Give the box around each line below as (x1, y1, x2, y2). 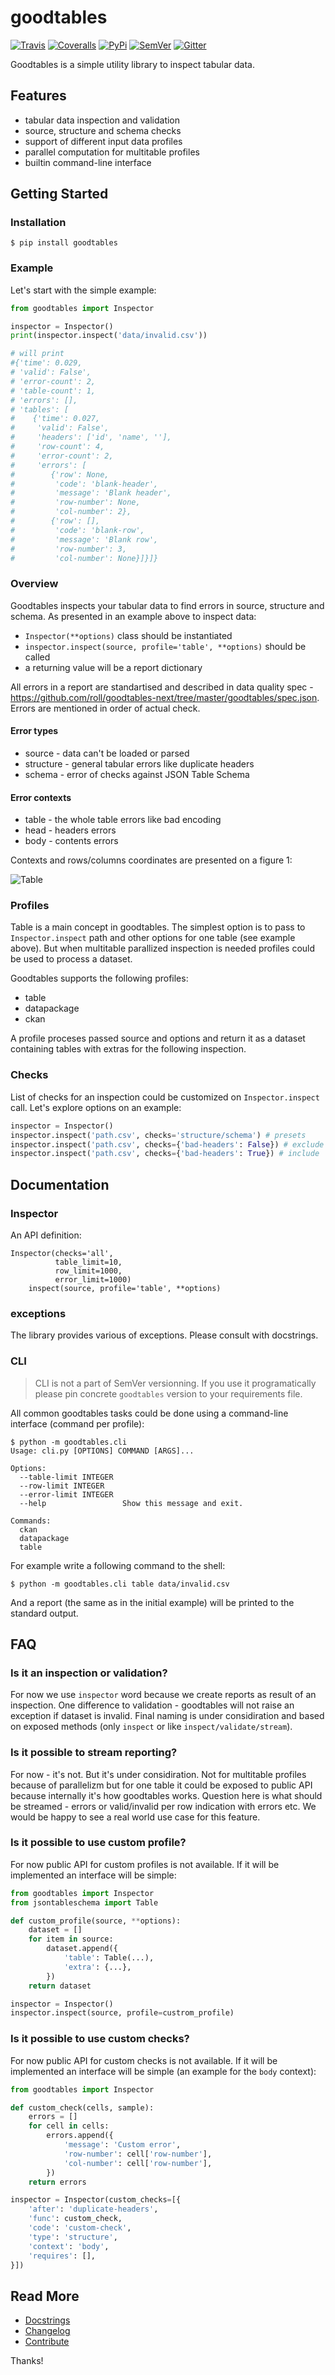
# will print (10, 349, 65, 359)
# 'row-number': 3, (10, 544, 128, 554)
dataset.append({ (46, 1944, 118, 1954)
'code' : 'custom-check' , (28, 2223, 132, 2233)
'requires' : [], (28, 2251, 97, 2261)
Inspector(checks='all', (10, 1248, 114, 1258)
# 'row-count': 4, (10, 442, 105, 452)
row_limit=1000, (54, 1266, 123, 1276)
